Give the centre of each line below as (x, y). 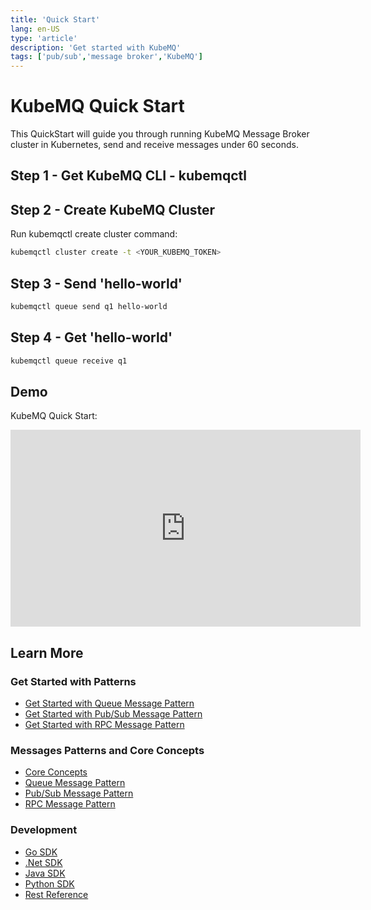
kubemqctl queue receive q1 (69, 361)
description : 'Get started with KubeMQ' (96, 47)
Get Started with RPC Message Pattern (104, 725)
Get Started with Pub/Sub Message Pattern (113, 714)
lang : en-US (35, 29)
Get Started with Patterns (73, 681)
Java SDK (45, 873)
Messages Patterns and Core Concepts (107, 750)
